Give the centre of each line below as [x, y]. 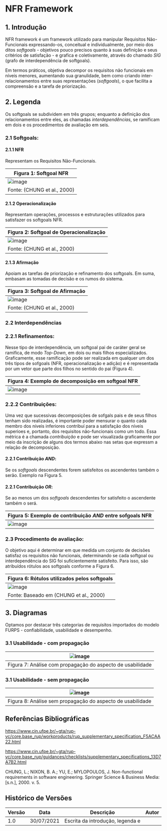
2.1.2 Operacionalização [31, 203]
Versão [16, 812]
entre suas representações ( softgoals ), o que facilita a [96, 81]
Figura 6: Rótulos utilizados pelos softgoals [60, 578]
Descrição [102, 812]
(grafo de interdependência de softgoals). [48, 60]
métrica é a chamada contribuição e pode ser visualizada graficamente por [83, 436]
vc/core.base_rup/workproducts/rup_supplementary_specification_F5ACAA [83, 736]
